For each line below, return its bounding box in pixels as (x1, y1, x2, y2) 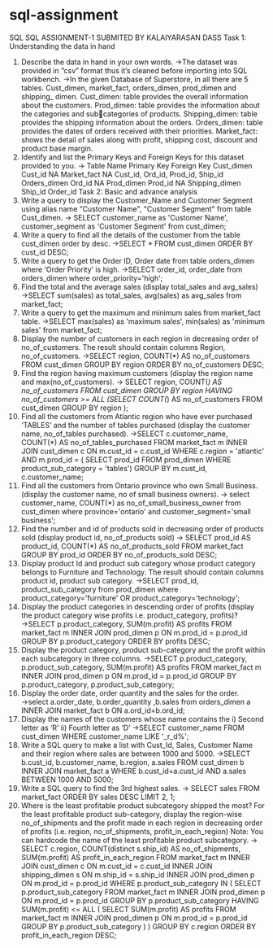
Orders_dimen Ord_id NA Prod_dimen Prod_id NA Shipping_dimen (20, 177, 241, 188)
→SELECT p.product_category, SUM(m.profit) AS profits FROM (20, 618, 232, 628)
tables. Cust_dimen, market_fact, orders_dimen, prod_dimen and (20, 83, 236, 93)
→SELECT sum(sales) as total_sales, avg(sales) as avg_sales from (20, 291, 242, 300)
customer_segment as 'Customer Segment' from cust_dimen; (20, 221, 227, 231)
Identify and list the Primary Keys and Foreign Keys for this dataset (20, 152, 245, 162)
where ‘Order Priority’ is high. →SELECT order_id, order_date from (20, 264, 243, 274)
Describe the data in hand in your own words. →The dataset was (20, 57, 238, 67)
